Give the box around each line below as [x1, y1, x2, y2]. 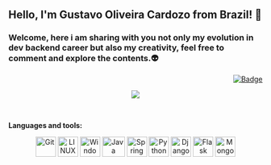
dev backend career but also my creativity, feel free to [8, 42, 224, 53]
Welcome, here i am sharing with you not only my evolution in [8, 32, 254, 43]
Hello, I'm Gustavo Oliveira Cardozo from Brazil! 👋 [8, 8, 262, 22]
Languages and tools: [8, 120, 83, 130]
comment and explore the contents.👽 [8, 53, 159, 64]
